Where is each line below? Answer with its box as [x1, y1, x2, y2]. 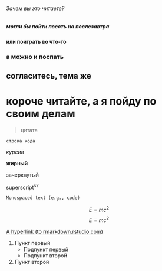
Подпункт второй [23, 252, 67, 259]
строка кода [6, 138, 35, 144]
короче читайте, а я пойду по [6, 94, 157, 108]
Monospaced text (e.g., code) [6, 195, 81, 201]
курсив [6, 148, 25, 155]
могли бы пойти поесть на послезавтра [6, 23, 110, 30]
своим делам [6, 107, 75, 120]
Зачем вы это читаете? [6, 5, 65, 12]
